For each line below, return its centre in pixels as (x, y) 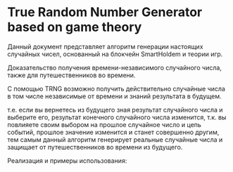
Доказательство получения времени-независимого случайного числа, (114, 67)
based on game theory (75, 27)
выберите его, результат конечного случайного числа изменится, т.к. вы (117, 117)
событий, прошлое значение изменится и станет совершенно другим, (113, 132)
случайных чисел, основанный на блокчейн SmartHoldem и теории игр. (115, 54)
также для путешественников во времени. (71, 75)
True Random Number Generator (105, 12)
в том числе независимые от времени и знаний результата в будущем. (114, 96)
